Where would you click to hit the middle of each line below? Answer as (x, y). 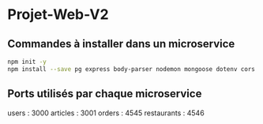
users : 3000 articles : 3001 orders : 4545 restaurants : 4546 (106, 113)
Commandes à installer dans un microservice (121, 44)
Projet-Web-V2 (58, 15)
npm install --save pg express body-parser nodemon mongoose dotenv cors (131, 69)
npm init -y (27, 62)
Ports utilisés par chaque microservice (105, 94)
